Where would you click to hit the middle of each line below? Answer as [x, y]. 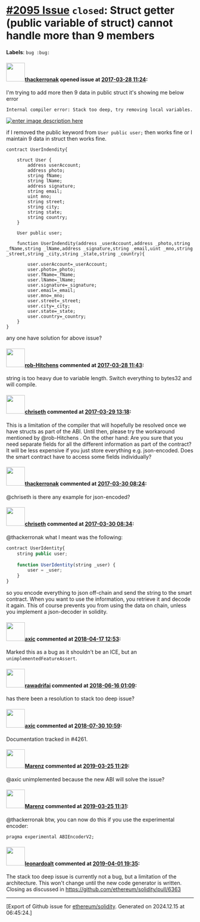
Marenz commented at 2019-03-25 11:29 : [77, 766]
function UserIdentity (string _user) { [66, 565]
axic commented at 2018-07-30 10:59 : [74, 726]
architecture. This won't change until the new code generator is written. [94, 883]
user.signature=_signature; [62, 285]
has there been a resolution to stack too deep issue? [71, 699]
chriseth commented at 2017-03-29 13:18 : [78, 411]
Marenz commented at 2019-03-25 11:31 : [77, 806]
